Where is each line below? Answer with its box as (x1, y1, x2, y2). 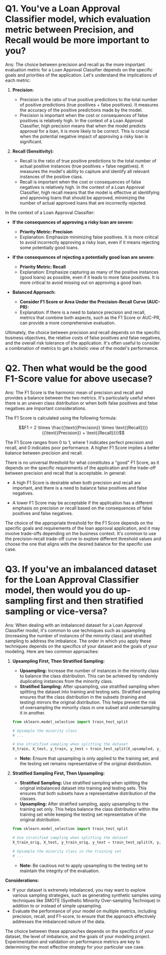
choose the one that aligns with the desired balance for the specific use (5, 541, 152, 547)
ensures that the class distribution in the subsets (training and (19, 694, 146, 700)
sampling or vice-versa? (5, 606, 108, 617)
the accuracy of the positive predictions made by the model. (19, 107, 143, 113)
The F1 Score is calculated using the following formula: (5, 415, 117, 421)
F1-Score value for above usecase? (5, 373, 153, 385)
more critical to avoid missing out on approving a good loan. (19, 280, 143, 285)
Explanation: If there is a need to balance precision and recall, (19, 309, 146, 315)
